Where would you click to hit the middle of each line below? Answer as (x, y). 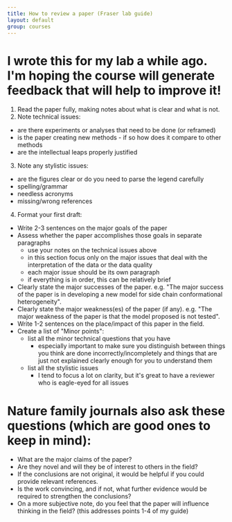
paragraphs (34, 243)
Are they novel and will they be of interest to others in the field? (108, 467)
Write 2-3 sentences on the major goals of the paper (92, 228)
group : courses (29, 26)
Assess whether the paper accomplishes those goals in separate (109, 236)
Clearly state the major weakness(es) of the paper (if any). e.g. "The (115, 309)
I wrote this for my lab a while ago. (107, 61)
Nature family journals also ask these (116, 411)
